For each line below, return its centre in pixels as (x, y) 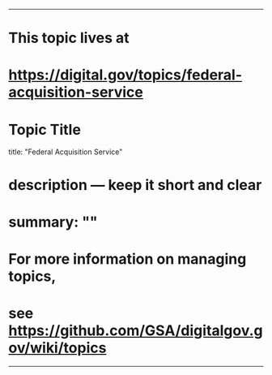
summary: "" (53, 222)
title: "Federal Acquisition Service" (66, 152)
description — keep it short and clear (135, 185)
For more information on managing (127, 259)
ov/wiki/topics (57, 348)
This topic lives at (69, 38)
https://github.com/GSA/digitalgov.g (136, 331)
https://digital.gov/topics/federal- (125, 75)
